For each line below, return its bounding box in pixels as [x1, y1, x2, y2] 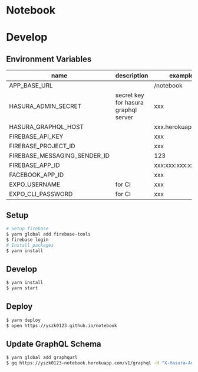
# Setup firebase [6, 226, 49, 231]
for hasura [115, 99, 144, 107]
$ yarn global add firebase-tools [6, 231, 91, 237]
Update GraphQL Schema [6, 339, 101, 349]
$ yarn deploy [6, 317, 41, 323]
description [115, 71, 148, 80]
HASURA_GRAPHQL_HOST [9, 123, 84, 131]
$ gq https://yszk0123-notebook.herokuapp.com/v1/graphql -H [6, 360, 160, 366]
